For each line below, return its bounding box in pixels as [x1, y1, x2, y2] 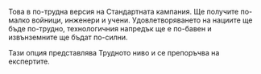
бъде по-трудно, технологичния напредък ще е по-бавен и [8, 24, 212, 33]
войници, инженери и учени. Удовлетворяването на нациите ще [31, 15, 253, 25]
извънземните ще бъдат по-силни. [8, 32, 128, 42]
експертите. [8, 56, 50, 66]
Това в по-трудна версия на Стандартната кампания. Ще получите [8, 7, 239, 16]
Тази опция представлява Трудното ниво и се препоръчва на [8, 48, 220, 57]
